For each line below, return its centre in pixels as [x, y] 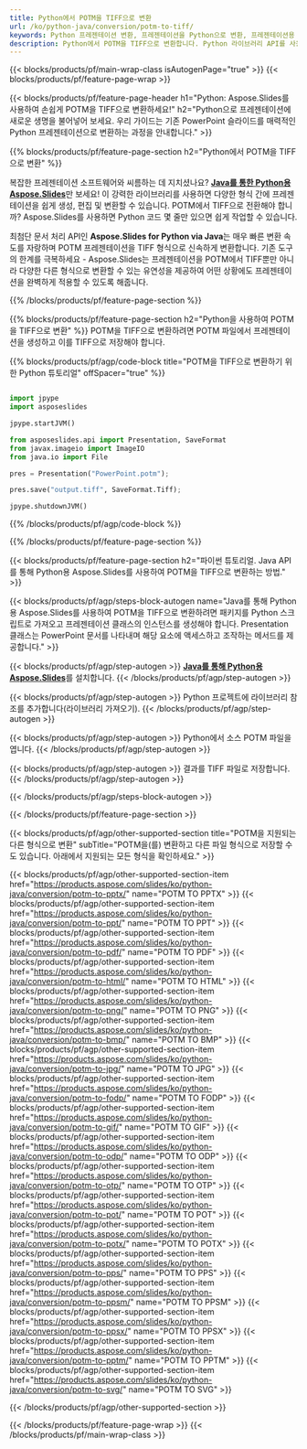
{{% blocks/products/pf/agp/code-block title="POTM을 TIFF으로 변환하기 [146, 361]
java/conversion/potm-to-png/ [67, 1011]
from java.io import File [58, 457]
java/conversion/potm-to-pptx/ [68, 894]
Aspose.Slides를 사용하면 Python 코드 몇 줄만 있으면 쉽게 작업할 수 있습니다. [160, 217]
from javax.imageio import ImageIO [77, 448]
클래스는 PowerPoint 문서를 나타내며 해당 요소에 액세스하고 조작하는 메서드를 [147, 636]
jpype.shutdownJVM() [49, 507]
